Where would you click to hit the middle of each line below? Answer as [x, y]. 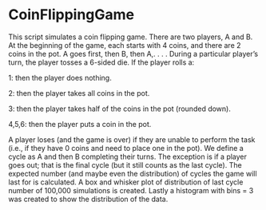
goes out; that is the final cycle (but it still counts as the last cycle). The [125, 164]
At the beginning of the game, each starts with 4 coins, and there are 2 [125, 45]
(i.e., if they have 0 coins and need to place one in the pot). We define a [126, 148]
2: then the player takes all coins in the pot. [79, 93]
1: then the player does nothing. [60, 77]
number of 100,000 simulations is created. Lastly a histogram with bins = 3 [131, 190]
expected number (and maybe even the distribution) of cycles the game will [133, 173]
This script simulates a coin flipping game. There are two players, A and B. [131, 37]
